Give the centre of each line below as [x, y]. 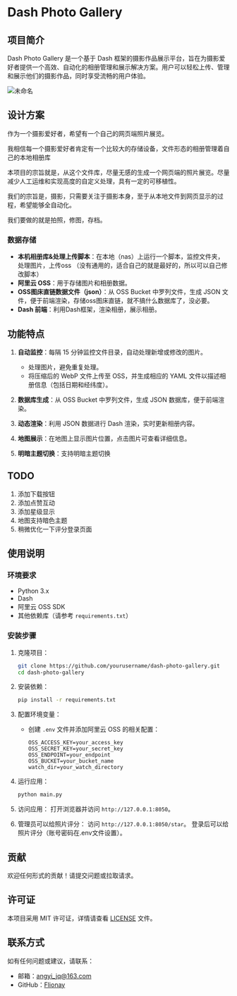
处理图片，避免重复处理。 [65, 367]
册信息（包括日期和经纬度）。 [70, 384]
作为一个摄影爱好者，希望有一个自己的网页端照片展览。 [87, 133]
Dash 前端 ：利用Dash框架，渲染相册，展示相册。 [89, 309]
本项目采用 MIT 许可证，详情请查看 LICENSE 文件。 [82, 918]
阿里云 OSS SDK [41, 607]
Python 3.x [33, 591]
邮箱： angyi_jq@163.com [54, 976]
